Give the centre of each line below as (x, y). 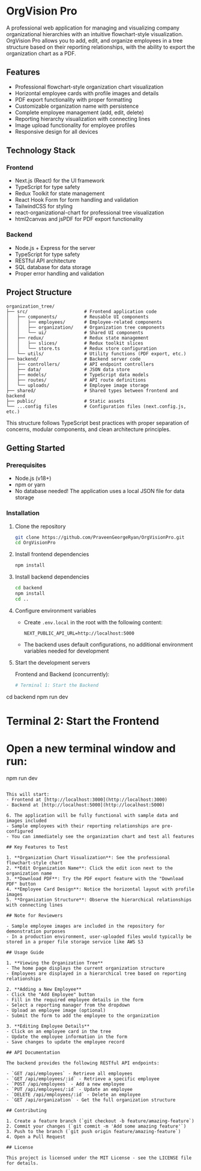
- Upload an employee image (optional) (56, 1010)
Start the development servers (52, 662)
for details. (22, 1163)
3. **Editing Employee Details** (48, 1026)
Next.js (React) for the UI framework (60, 181)
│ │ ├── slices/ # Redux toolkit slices (75, 343)
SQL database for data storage (53, 267)
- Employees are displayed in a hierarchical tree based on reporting (96, 974)
